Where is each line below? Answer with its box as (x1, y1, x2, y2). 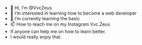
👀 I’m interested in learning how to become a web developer (10, 10, 137, 16)
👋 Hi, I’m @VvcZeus (10, 5, 52, 11)
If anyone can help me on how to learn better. (10, 28, 106, 34)
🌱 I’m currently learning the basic (10, 16, 80, 21)
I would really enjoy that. (10, 34, 62, 40)
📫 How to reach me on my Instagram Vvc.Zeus (10, 21, 110, 27)
